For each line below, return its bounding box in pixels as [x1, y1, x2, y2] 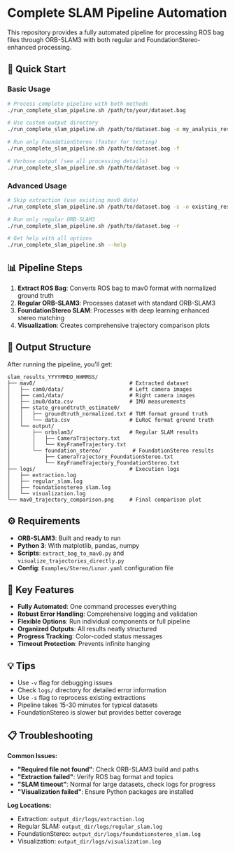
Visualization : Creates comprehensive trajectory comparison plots [17, 321, 211, 329]
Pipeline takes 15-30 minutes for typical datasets [17, 701, 158, 709]
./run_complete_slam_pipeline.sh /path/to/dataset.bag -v [7, 164, 180, 171]
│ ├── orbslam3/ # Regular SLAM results [7, 429, 199, 436]
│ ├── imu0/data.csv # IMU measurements [7, 398, 187, 405]
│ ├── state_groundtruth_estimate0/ [7, 404, 120, 411]
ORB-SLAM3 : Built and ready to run [17, 534, 121, 542]
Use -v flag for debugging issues [17, 678, 113, 687]
